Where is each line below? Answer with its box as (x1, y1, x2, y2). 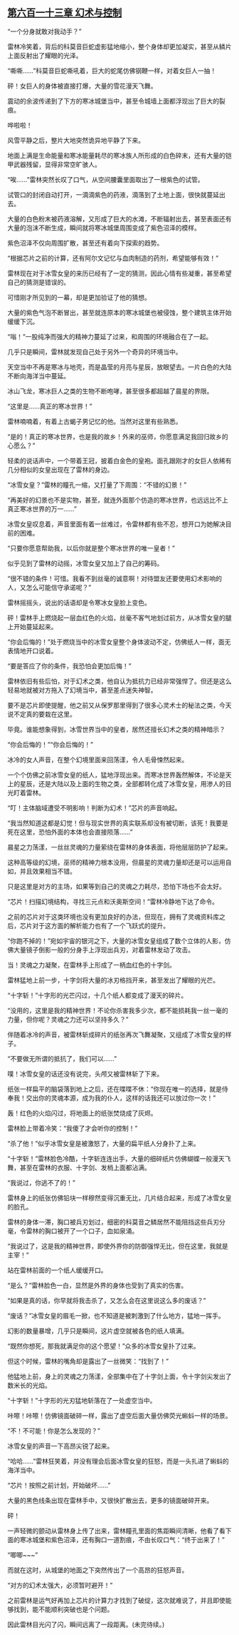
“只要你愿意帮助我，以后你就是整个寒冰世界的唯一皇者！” (7, 543, 176, 552)
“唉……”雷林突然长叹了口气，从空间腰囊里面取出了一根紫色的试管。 (7, 175, 204, 183)
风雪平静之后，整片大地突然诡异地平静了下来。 (7, 136, 144, 144)
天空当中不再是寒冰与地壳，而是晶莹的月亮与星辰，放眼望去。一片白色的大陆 (7, 363, 232, 371)
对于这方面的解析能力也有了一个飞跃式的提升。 (31, 921, 169, 930)
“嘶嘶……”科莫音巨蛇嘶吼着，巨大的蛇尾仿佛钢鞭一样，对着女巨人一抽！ (7, 66, 217, 75)
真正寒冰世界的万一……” (7, 504, 77, 513)
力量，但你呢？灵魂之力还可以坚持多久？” (7, 1015, 129, 1023)
